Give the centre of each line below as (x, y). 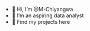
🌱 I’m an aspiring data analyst (48, 15)
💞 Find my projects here (41, 22)
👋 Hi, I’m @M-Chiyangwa (42, 9)
